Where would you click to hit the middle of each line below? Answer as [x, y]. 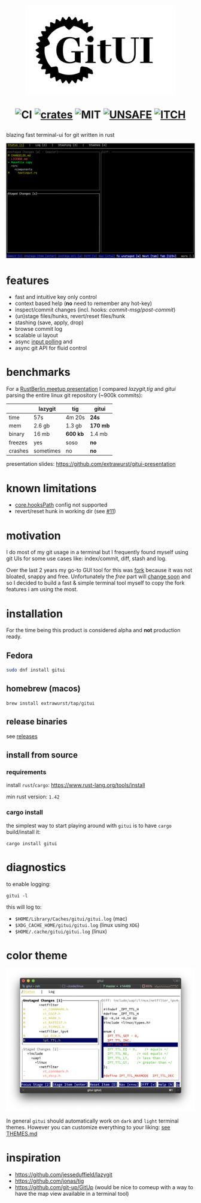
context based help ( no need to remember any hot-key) [83, 303]
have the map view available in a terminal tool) [72, 1193]
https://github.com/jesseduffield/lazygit [63, 1174]
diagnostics [36, 867]
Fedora [19, 655]
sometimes [47, 451]
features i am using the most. [42, 589]
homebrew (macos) [43, 689]
